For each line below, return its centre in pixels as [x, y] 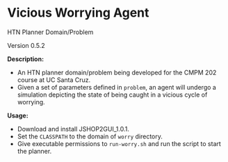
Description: [25, 59]
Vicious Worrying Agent [78, 13]
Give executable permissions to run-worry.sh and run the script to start [119, 143]
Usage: [18, 115]
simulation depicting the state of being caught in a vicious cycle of [112, 95]
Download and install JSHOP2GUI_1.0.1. [73, 129]
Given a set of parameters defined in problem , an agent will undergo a [117, 87]
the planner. [34, 151]
